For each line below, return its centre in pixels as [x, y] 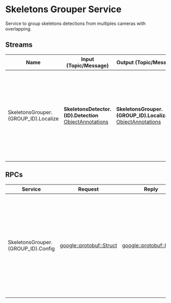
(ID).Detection [81, 115]
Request [89, 189]
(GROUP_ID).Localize [33, 118]
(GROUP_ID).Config [31, 249]
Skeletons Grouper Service [63, 9]
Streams [19, 45]
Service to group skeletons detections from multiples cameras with [76, 23]
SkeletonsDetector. [87, 109]
